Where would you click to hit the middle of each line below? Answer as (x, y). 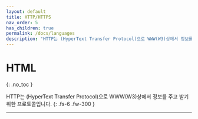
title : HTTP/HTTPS (29, 17)
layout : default (26, 11)
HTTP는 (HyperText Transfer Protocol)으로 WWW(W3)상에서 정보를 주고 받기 (98, 96)
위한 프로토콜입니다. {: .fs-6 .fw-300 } (51, 104)
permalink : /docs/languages (41, 34)
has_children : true (30, 28)
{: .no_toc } (19, 84)
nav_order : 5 (22, 22)
